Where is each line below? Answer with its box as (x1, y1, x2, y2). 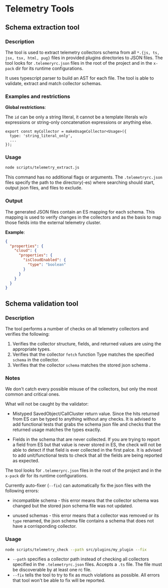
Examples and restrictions (5, 93, 70, 100)
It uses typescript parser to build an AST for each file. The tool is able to (5, 75, 154, 81)
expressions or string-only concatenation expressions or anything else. (5, 119, 152, 125)
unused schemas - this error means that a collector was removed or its (12, 512, 159, 519)
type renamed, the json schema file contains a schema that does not (12, 518, 154, 524)
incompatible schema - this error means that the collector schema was (12, 497, 159, 504)
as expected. (12, 458, 40, 464)
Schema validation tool (5, 299, 79, 308)
